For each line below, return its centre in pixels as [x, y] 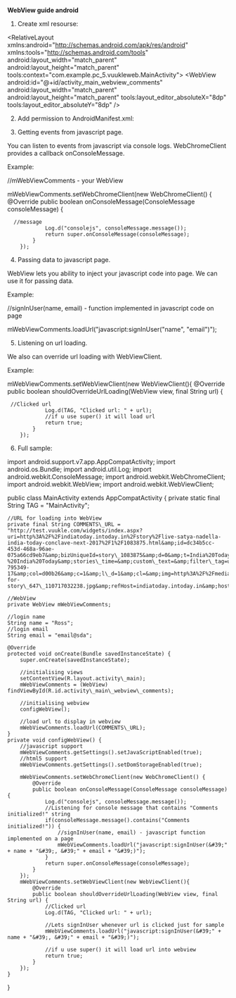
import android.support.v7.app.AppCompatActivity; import [91, 462]
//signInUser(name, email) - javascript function [131, 832]
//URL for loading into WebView [54, 518]
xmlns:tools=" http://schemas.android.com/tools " [78, 52]
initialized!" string [39, 814]
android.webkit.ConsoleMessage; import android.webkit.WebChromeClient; [117, 477]
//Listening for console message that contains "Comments [131, 808]
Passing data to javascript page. [64, 260]
